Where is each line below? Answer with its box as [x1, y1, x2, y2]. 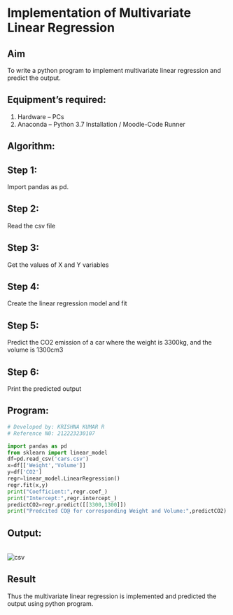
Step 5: [7, 319, 40, 331]
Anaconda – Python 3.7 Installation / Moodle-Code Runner [17, 120, 185, 128]
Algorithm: [7, 140, 55, 152]
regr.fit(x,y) [7, 481, 49, 488]
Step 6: [7, 366, 40, 378]
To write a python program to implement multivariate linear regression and [7, 67, 222, 74]
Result [7, 573, 36, 586]
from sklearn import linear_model [7, 449, 108, 456]
